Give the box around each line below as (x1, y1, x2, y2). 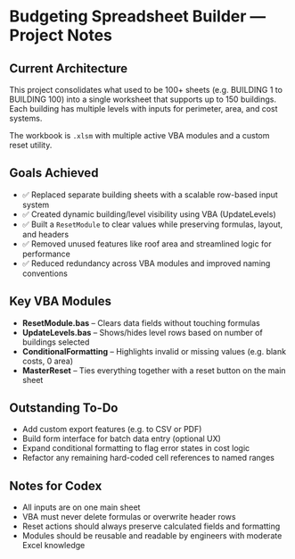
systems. (9, 113, 43, 123)
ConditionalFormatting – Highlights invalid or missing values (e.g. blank (21, 346, 287, 356)
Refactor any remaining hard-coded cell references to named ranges (21, 453, 275, 463)
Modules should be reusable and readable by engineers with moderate (21, 530, 283, 541)
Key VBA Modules (9, 294, 111, 309)
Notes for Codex (9, 478, 102, 493)
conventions (21, 268, 69, 279)
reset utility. (9, 140, 53, 150)
